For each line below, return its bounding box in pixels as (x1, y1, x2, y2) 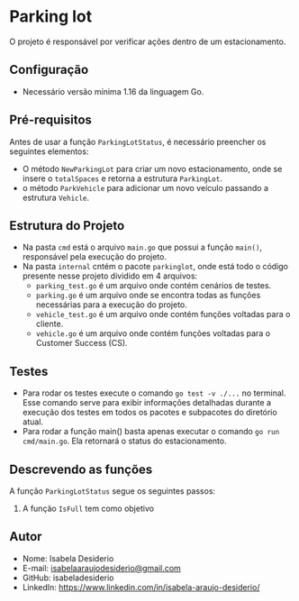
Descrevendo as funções (9, 461, 153, 477)
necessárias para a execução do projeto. (35, 299, 187, 310)
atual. (22, 416, 43, 427)
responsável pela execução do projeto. (22, 251, 167, 262)
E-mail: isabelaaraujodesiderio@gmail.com (22, 562, 182, 573)
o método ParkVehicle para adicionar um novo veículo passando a (22, 182, 268, 193)
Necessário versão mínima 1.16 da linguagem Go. (22, 86, 204, 96)
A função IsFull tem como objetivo (22, 503, 155, 514)
